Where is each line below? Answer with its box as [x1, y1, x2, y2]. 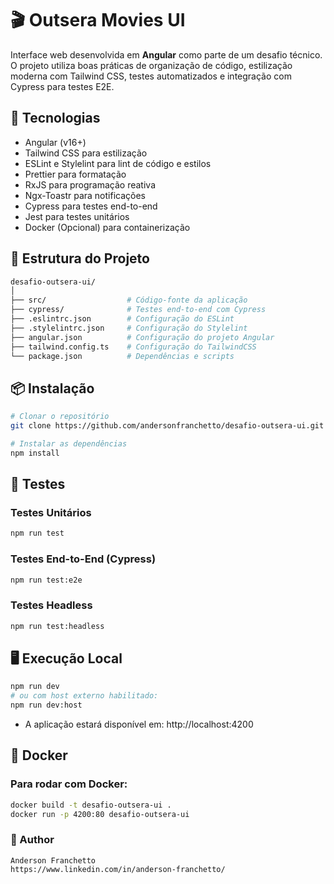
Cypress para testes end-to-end [24, 200, 158, 212]
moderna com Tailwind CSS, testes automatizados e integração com [10, 70, 292, 82]
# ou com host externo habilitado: [10, 691, 159, 701]
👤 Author [10, 833, 55, 847]
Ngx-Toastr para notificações [24, 189, 146, 201]
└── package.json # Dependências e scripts [10, 351, 235, 361]
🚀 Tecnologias [10, 110, 101, 127]
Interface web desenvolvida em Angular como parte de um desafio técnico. [10, 48, 323, 61]
